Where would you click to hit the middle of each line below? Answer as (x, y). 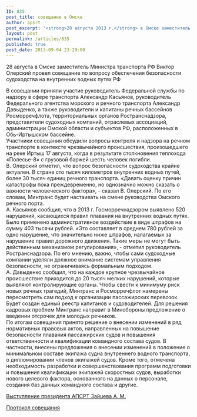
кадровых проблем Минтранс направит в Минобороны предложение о (96, 309)
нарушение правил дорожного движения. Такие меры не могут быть (93, 241)
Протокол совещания (33, 408)
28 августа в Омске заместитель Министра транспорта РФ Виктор (90, 67)
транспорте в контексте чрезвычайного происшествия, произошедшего (97, 147)
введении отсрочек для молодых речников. (61, 316)
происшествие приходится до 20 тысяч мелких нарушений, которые (93, 278)
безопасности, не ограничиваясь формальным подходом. (79, 266)
